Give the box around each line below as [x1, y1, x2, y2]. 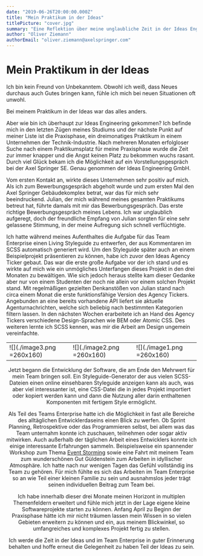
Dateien [8, 379, 29, 386]
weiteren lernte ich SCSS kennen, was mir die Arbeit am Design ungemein [6, 323, 190, 330]
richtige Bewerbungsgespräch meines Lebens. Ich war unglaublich [6, 208, 173, 216]
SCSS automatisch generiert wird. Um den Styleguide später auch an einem [6, 246, 195, 253]
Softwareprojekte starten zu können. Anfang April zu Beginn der [22, 505, 181, 512]
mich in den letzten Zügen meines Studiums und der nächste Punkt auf [6, 125, 183, 133]
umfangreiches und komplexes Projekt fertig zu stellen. [33, 525, 170, 532]
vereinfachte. [6, 329, 39, 337]
